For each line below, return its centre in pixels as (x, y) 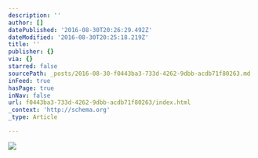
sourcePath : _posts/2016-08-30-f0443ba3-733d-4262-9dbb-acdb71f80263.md (129, 74)
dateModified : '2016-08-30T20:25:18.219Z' (78, 37)
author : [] (26, 23)
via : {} (21, 59)
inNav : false (29, 95)
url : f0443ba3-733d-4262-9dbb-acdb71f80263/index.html (100, 102)
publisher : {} (31, 52)
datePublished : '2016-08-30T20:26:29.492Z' (80, 30)
